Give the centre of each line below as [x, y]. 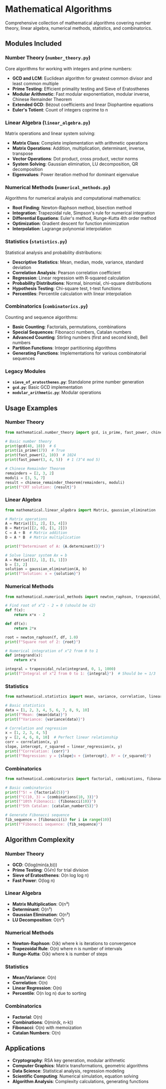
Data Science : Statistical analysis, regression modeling [68, 1071]
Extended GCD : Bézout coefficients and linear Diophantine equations [83, 104]
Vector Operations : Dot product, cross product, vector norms [75, 158]
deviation [22, 267]
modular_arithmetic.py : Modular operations [57, 393]
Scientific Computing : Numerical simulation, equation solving [75, 1076]
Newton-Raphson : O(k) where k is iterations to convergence [74, 943]
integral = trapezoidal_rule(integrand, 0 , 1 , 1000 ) [61, 669]
